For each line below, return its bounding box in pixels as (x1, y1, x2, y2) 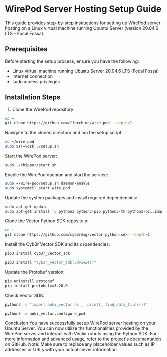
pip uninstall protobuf (5, 278, 55, 284)
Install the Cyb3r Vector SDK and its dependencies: (5, 241, 110, 247)
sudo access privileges (12, 78, 60, 84)
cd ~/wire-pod (5, 139, 35, 144)
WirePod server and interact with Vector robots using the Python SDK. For (5, 331, 157, 337)
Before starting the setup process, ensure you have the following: (5, 58, 139, 64)
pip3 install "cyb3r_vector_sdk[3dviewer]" (5, 260, 97, 265)
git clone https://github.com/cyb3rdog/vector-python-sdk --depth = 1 (5, 232, 150, 237)
